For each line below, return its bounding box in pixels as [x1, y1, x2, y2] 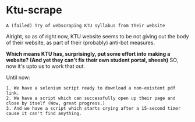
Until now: [6, 74, 30, 81]
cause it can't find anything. [6, 110, 82, 116]
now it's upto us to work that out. [6, 62, 86, 70]
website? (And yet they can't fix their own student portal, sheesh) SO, [6, 56, 179, 63]
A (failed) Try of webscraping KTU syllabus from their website [6, 23, 165, 28]
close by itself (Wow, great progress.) [6, 100, 106, 106]
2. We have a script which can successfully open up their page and [6, 95, 176, 101]
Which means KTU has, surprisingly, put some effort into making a [6, 50, 171, 57]
